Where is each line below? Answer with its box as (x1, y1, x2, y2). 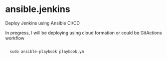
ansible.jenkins (5, 3, 70, 15)
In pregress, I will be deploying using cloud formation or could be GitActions (5, 29, 162, 35)
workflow (5, 35, 25, 41)
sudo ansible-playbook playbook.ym (10, 49, 84, 54)
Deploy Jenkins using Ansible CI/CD (5, 20, 80, 26)
